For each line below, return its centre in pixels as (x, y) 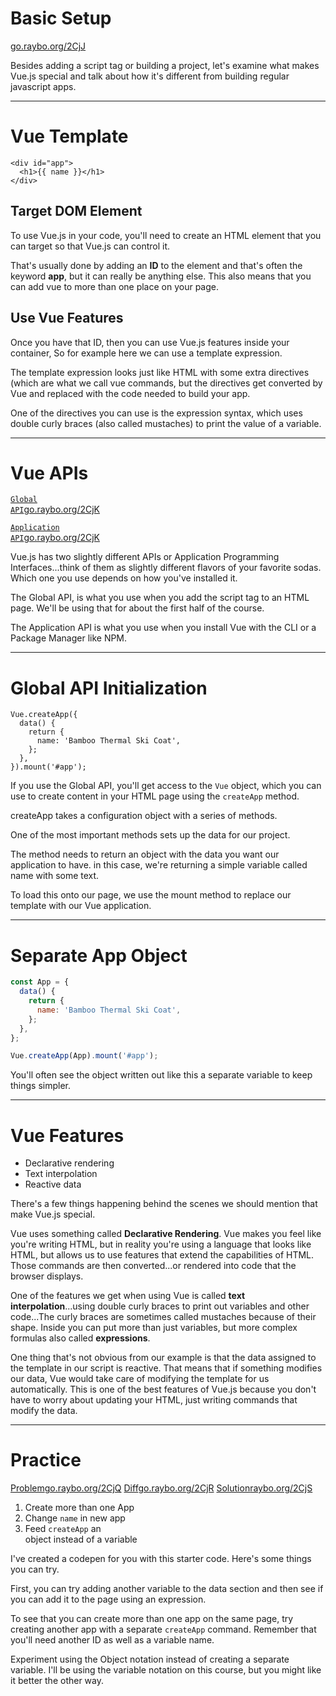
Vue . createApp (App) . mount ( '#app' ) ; (84, 1056)
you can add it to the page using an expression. (108, 1599)
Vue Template (69, 136)
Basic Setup (61, 18)
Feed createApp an (63, 1529)
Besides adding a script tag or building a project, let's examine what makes (165, 65)
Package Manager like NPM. (69, 638)
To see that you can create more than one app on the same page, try (152, 1619)
